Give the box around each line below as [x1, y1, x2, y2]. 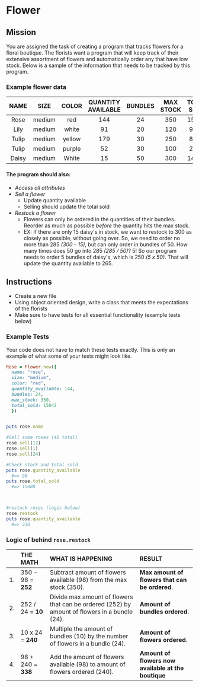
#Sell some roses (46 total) [6, 434, 78, 441]
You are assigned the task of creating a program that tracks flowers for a [6, 43, 184, 50]
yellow [62, 135, 81, 143]
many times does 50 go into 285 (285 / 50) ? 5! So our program [23, 247, 176, 254]
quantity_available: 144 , [11, 386, 76, 392]
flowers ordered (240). [50, 668, 114, 676]
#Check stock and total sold [6, 462, 78, 467]
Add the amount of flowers [50, 653, 124, 661]
